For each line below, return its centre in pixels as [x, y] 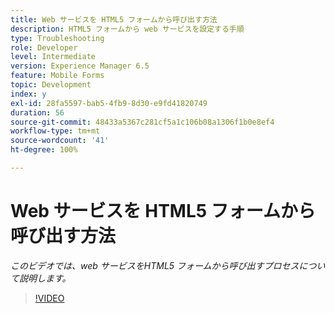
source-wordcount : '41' [60, 141]
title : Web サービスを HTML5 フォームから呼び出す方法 [114, 19]
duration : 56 [37, 112]
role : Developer [44, 47]
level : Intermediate [53, 57]
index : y [28, 94]
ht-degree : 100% [44, 150]
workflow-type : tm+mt [55, 131]
